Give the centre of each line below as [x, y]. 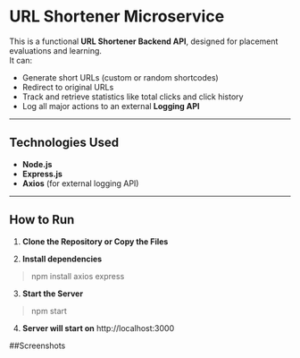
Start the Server [52, 294]
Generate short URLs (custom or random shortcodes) [120, 77]
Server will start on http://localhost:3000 [98, 328]
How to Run [42, 220]
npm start [49, 311]
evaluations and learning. [56, 50]
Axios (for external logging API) [80, 183]
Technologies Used [64, 143]
